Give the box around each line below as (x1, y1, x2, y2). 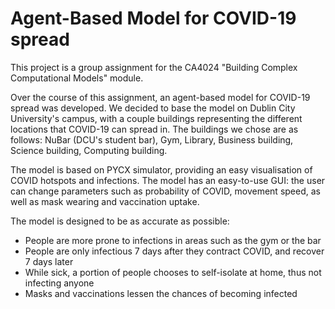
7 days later (24, 255, 74, 267)
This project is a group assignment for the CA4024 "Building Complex (10, 61, 298, 73)
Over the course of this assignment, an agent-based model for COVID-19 (10, 91, 311, 103)
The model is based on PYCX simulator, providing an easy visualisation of (10, 163, 313, 176)
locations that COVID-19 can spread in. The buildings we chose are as (10, 123, 299, 135)
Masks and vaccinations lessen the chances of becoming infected (24, 287, 298, 299)
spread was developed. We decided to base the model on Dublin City (10, 102, 296, 114)
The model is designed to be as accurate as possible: (10, 215, 230, 227)
